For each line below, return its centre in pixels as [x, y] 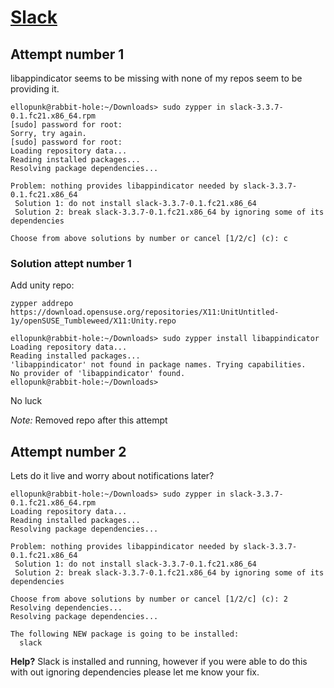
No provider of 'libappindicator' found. [98, 374]
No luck [26, 401]
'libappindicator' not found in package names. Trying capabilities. [158, 365]
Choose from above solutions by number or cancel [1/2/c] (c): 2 [149, 599]
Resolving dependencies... [66, 608]
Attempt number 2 [68, 451]
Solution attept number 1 [71, 263]
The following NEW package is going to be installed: [125, 634]
